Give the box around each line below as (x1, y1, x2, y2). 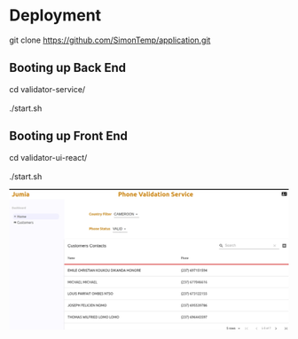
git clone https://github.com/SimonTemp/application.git (9, 35, 211, 45)
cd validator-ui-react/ (9, 152, 88, 162)
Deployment (9, 5, 102, 26)
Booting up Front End (9, 129, 129, 144)
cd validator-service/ (9, 83, 86, 94)
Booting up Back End (9, 60, 127, 75)
